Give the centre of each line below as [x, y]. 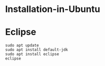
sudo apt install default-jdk [37, 50]
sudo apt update [22, 45]
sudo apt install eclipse [32, 54]
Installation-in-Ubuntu [53, 9]
